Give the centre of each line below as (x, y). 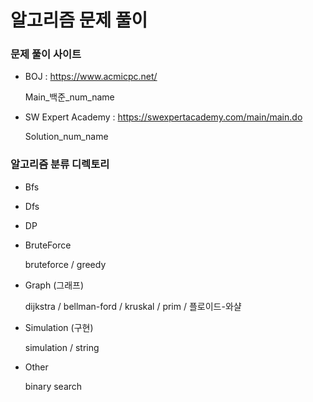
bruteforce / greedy (65, 264)
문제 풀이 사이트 (46, 54)
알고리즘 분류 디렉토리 (60, 164)
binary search (53, 386)
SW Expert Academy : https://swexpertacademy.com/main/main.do (163, 117)
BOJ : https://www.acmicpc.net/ (91, 77)
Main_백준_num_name (69, 97)
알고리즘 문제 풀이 (79, 20)
